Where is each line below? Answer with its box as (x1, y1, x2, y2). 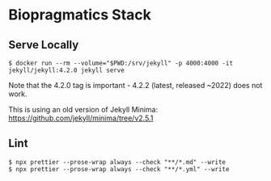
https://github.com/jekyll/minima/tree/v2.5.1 (8, 113, 154, 123)
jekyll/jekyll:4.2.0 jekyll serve (8, 66, 125, 74)
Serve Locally (8, 38, 79, 52)
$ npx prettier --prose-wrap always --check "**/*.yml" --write (8, 165, 230, 173)
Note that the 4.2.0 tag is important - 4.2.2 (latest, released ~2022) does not (8, 81, 263, 90)
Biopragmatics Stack (8, 6, 152, 24)
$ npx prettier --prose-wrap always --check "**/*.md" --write (8, 158, 227, 166)
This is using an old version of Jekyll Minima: (8, 105, 159, 114)
